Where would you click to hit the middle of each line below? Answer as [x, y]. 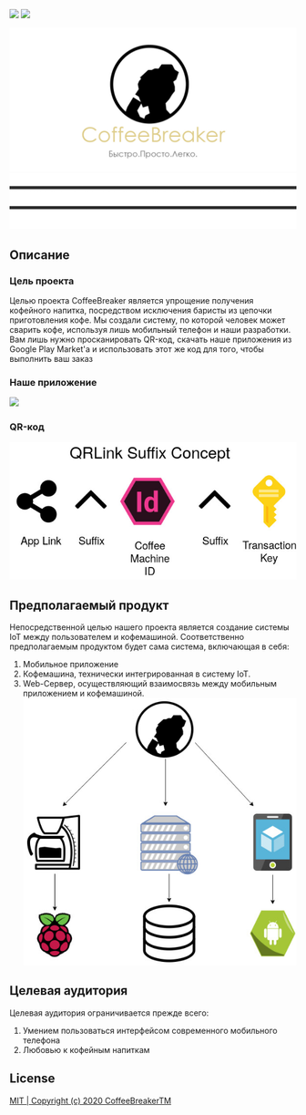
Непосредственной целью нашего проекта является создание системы [149, 627]
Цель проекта [42, 281]
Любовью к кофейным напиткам [86, 1049]
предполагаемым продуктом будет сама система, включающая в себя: [149, 646]
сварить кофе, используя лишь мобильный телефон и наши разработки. [150, 330]
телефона [41, 1040]
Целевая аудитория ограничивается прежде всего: [109, 1013]
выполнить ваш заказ [51, 359]
